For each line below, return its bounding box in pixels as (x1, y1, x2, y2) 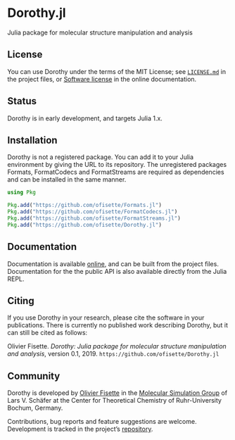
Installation (7, 134, 58, 146)
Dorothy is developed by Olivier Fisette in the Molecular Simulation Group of (7, 389, 227, 397)
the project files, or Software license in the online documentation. (7, 75, 197, 83)
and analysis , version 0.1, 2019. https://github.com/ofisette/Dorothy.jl (7, 350, 220, 358)
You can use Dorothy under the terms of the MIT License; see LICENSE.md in (7, 67, 227, 75)
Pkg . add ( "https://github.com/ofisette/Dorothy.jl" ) (7, 221, 162, 228)
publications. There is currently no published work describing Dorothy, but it (7, 321, 229, 329)
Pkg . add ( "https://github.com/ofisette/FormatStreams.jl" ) (7, 215, 181, 222)
